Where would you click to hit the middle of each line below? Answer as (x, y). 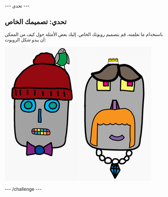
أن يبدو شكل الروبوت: (25, 39)
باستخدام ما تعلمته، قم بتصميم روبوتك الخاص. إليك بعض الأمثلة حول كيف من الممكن (84, 34)
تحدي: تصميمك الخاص (36, 22)
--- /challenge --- (23, 189)
